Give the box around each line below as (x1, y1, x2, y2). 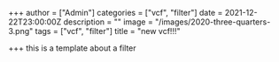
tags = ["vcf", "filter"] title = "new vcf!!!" (35, 26, 181, 36)
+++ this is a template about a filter (8, 43, 136, 53)
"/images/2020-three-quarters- (155, 17, 271, 27)
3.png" (8, 26, 34, 36)
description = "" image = (63, 17, 154, 27)
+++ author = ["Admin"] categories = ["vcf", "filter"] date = (8, 8, 223, 17)
